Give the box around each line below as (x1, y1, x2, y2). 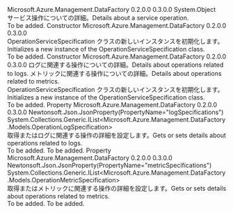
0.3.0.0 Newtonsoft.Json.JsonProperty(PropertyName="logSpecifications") (7, 108, 224, 116)
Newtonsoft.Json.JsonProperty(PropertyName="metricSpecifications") (7, 161, 212, 169)
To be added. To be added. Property (7, 146, 111, 155)
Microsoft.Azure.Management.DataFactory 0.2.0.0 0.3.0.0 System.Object (7, 6, 216, 13)
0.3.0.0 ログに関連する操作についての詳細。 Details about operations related (7, 61, 224, 69)
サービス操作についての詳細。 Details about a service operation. (7, 14, 189, 22)
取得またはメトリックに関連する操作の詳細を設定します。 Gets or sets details (7, 184, 227, 192)
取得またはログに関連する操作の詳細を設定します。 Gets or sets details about (7, 131, 226, 139)
